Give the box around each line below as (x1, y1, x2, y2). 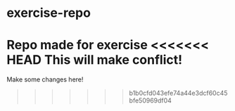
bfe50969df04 (129, 96, 172, 105)
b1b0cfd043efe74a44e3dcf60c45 (129, 89, 228, 98)
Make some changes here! (6, 75, 84, 84)
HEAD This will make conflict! (6, 52, 183, 68)
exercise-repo (6, 5, 91, 21)
